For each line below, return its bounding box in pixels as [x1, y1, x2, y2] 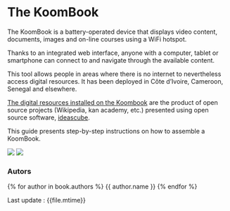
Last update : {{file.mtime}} [7, 196, 87, 205]
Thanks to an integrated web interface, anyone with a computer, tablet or [7, 49, 219, 57]
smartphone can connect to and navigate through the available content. [7, 56, 215, 64]
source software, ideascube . [7, 113, 90, 122]
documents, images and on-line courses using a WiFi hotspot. [7, 34, 187, 43]
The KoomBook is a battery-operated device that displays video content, [7, 27, 218, 36]
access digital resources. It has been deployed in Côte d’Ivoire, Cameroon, [7, 77, 224, 85]
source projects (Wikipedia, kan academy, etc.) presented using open [7, 105, 209, 114]
